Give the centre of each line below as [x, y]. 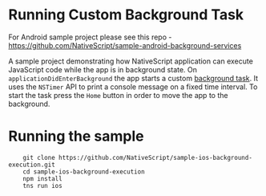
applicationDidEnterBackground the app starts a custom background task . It [133, 78]
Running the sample [76, 136]
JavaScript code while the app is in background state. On [103, 69]
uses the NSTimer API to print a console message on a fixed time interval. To [133, 87]
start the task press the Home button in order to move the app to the [118, 95]
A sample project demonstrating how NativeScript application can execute [131, 61]
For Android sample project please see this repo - [90, 37]
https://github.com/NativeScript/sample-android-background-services [125, 45]
